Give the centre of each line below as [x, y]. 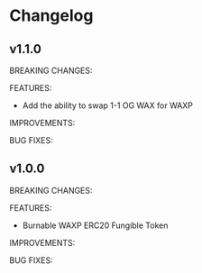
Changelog [51, 16]
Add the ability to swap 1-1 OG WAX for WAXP [108, 105]
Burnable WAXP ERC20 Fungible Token [95, 225]
